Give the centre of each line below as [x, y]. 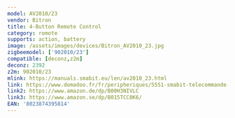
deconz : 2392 [26, 65]
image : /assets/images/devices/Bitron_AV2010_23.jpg [86, 46]
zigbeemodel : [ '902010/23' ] [48, 53]
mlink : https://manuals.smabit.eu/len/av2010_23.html [87, 78]
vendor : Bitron [29, 20]
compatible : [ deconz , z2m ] [45, 59]
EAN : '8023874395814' [39, 104]
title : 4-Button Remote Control [54, 26]
